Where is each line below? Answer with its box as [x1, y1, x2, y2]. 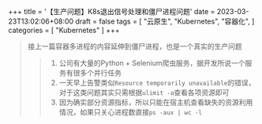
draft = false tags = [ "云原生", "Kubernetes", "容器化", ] [74, 16, 255, 26]
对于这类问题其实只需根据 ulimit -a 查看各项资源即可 [58, 88, 230, 97]
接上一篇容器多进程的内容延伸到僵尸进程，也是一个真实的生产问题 [27, 42, 242, 51]
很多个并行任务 [73, 68, 122, 77]
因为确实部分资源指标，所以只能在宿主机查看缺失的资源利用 [58, 97, 253, 107]
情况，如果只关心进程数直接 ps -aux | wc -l [58, 108, 203, 116]
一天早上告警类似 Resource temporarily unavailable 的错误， [58, 78, 256, 87]
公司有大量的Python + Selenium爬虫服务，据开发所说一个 [58, 58, 245, 67]
